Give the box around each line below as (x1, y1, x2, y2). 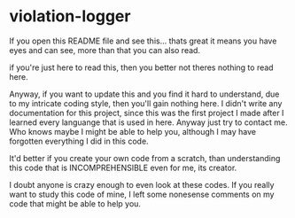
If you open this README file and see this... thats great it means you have (9, 35, 277, 46)
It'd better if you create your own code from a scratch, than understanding (9, 152, 281, 163)
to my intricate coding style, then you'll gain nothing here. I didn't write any (9, 97, 283, 108)
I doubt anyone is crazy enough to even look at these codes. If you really (9, 179, 275, 190)
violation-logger (9, 6, 131, 27)
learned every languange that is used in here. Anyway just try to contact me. (9, 117, 288, 128)
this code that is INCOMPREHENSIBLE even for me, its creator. (9, 162, 237, 173)
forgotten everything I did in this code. (9, 136, 149, 146)
